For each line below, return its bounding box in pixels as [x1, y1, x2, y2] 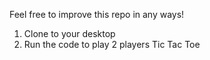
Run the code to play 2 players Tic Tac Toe [23, 39, 201, 50]
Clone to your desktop [23, 28, 116, 39]
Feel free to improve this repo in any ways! [9, 9, 185, 20]
